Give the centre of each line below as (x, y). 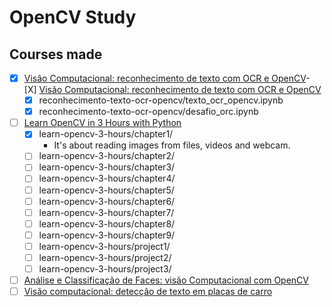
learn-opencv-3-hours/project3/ (105, 268)
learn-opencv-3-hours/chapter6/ (107, 201)
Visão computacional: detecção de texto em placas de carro (148, 292)
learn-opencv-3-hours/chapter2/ (106, 156)
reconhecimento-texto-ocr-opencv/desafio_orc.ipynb (148, 112)
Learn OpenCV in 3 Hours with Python (102, 123)
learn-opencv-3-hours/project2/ (105, 257)
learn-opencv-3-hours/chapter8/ (107, 223)
